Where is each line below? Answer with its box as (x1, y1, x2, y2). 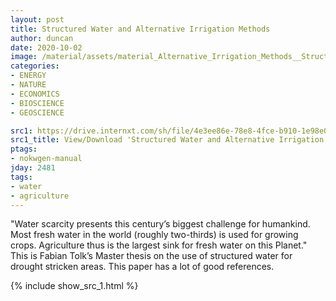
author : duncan (10, 33, 74, 43)
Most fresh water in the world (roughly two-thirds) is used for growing (10, 229, 299, 241)
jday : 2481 (10, 163, 56, 173)
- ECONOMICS (10, 89, 60, 99)
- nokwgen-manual (10, 154, 83, 164)
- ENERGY (10, 71, 47, 81)
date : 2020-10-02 (10, 42, 83, 53)
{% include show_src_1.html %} (10, 280, 139, 292)
